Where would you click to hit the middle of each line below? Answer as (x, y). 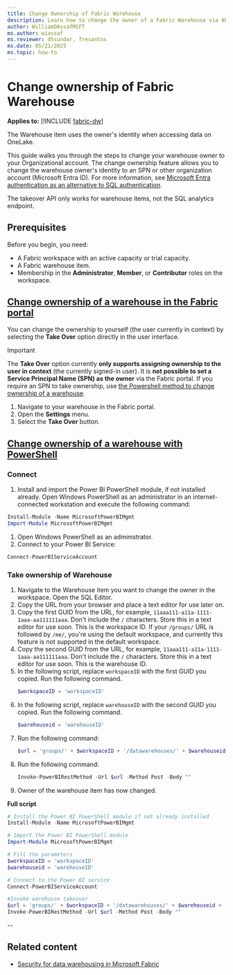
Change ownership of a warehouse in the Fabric (113, 302)
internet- (206, 497)
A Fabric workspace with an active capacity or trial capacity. (104, 257)
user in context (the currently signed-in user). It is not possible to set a (110, 371)
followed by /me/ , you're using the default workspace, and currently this (120, 635)
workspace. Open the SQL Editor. (65, 597)
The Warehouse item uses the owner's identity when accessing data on (109, 134)
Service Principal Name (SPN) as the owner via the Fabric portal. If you (110, 379)
